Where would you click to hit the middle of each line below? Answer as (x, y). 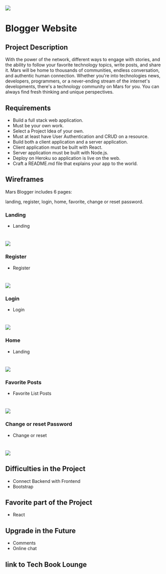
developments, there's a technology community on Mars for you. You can (82, 87)
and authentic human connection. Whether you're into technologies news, (83, 76)
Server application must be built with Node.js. (60, 153)
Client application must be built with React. (58, 147)
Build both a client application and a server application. (70, 142)
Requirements (28, 108)
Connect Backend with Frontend (46, 481)
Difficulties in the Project (45, 469)
